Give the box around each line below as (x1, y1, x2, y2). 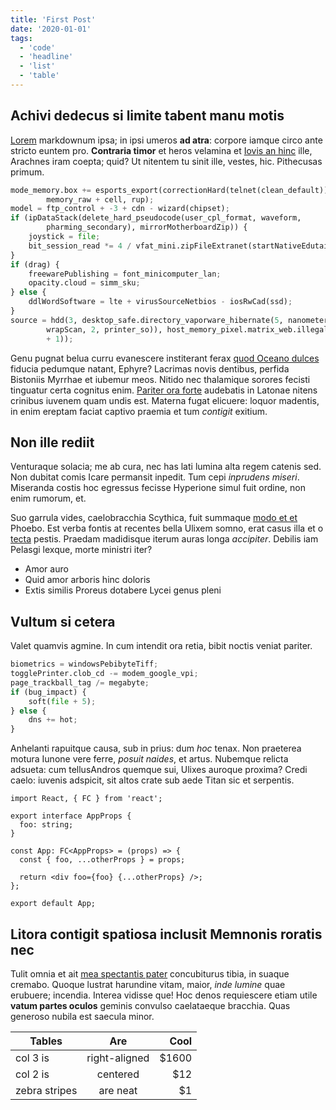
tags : (10, 33, 33, 43)
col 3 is (15, 1051, 50, 1065)
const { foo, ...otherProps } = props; (19, 855, 186, 865)
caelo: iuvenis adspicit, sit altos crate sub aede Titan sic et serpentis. (10, 774, 295, 786)
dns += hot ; (28, 715, 78, 725)
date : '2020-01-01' (10, 24, 92, 34)
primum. (10, 166, 45, 178)
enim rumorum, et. (10, 492, 87, 505)
